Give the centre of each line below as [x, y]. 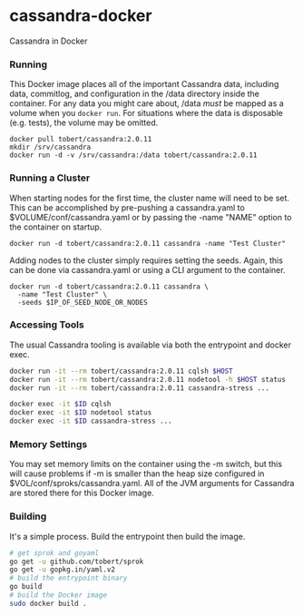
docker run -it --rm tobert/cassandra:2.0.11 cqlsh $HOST [121, 371]
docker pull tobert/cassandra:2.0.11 [81, 140]
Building [28, 516]
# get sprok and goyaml [54, 553]
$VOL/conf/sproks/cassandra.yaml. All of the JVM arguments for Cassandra [152, 483]
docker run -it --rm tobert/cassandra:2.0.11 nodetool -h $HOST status [147, 379]
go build [26, 587]
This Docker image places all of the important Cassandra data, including [144, 84]
